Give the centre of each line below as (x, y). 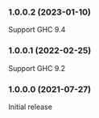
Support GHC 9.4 (37, 30)
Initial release (30, 107)
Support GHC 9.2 (37, 68)
